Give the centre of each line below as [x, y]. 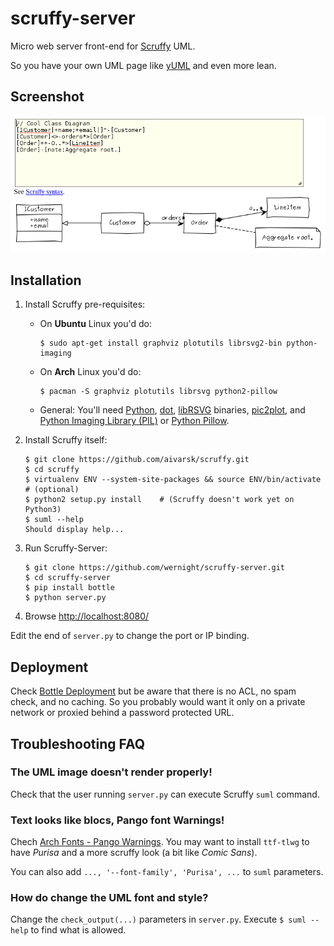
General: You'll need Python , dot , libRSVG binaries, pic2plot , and [172, 410]
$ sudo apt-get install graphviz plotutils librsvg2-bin [161, 343]
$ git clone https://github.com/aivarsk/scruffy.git [137, 460]
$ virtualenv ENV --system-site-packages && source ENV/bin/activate [173, 480]
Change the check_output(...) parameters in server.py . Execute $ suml [158, 919]
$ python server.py [65, 598]
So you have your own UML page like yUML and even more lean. [143, 65]
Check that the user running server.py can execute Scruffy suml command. [165, 794]
